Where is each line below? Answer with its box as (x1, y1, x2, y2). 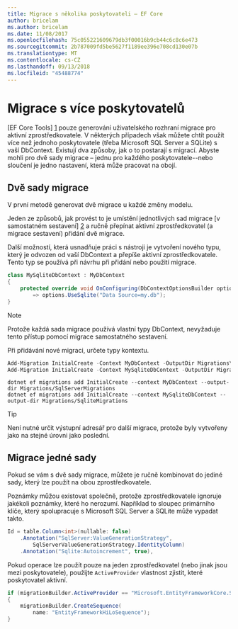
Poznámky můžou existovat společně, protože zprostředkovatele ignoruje (7, 492, 222, 500)
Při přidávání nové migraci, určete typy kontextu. (7, 346, 149, 354)
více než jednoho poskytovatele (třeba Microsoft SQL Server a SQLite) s (7, 139, 217, 147)
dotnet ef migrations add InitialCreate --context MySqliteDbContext (7, 391, 217, 399)
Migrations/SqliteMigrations (42, 397, 129, 404)
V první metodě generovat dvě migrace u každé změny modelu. (7, 200, 193, 209)
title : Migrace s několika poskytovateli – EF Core (7, 10, 163, 18)
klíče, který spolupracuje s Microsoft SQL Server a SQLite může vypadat (7, 507, 218, 516)
